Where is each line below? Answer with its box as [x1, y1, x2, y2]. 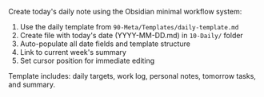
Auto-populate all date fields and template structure [19, 39, 190, 48]
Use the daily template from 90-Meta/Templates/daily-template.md [19, 22, 239, 31]
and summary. [8, 80, 56, 89]
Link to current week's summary [19, 48, 126, 56]
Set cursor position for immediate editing [19, 56, 155, 65]
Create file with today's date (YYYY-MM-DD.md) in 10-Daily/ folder [19, 31, 244, 40]
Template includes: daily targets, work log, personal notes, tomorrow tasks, [8, 72, 256, 80]
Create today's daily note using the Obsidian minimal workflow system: [8, 7, 242, 16]
